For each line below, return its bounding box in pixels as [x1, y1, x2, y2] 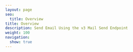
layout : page [5, 7, 32, 12]
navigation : [5, 35, 30, 40]
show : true [9, 40, 32, 45]
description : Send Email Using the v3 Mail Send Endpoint [5, 26, 128, 31]
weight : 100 [5, 30, 30, 35]
